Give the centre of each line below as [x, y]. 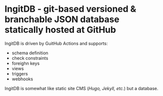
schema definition [30, 53]
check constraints [30, 58]
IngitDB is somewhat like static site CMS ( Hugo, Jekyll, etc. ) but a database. [81, 88]
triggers [20, 73]
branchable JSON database [62, 19]
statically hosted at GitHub [60, 30]
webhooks [22, 79]
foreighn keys [26, 63]
